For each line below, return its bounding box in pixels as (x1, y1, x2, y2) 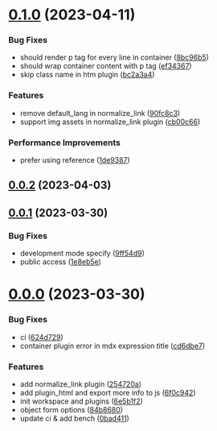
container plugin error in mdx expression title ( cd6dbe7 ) (19, 341, 206, 350)
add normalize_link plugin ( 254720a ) (19, 379, 142, 388)
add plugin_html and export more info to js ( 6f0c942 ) (19, 387, 196, 397)
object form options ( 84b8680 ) (19, 404, 123, 414)
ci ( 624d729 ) (19, 332, 64, 342)
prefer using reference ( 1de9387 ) (19, 155, 130, 165)
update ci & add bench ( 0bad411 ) (19, 413, 130, 423)
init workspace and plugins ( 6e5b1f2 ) (19, 396, 143, 406)
